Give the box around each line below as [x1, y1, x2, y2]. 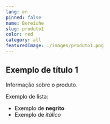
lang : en [5, 8, 28, 15]
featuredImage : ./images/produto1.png [5, 43, 104, 49]
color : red [5, 31, 33, 38]
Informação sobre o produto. [5, 81, 78, 88]
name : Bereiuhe [5, 20, 44, 26]
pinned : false [5, 15, 42, 21]
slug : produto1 [5, 25, 44, 32]
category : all [5, 37, 42, 43]
